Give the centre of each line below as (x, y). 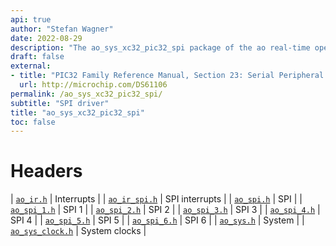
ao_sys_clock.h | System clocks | (78, 231)
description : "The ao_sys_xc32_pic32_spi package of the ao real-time (160, 47)
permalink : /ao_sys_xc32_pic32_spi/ (86, 94)
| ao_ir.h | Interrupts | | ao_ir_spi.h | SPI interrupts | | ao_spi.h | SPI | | (156, 199)
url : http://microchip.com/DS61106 (93, 85)
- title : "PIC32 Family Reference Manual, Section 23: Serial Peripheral (167, 76)
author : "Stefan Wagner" (62, 29)
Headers (46, 171)
